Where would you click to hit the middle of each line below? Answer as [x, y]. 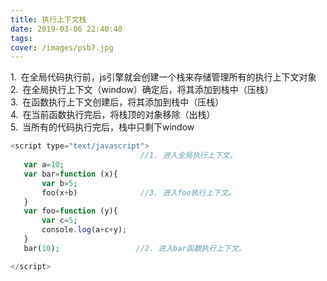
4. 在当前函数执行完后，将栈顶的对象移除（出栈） [113, 115]
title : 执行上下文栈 [48, 19]
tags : [21, 38]
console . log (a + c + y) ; [84, 230]
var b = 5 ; [59, 183]
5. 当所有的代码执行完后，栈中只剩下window [102, 127]
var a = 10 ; [44, 165]
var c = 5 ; [59, 221]
